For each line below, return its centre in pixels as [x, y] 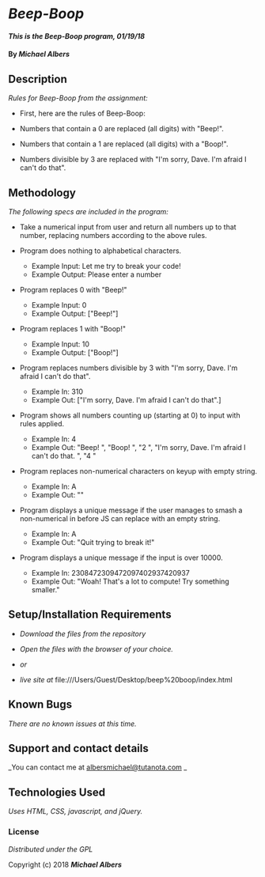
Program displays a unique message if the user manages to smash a [131, 510]
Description [38, 79]
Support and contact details [78, 748]
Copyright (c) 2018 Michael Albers [65, 864]
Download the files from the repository [83, 633]
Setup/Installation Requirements [90, 615]
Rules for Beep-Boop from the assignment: [78, 98]
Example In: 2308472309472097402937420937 [110, 573]
